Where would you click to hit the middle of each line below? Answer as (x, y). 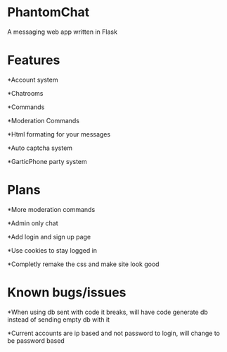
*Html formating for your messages (59, 134)
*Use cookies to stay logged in (52, 250)
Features (34, 60)
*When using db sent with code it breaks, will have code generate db (108, 312)
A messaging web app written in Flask (63, 32)
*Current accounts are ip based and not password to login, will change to (113, 333)
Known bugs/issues (67, 292)
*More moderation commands (51, 209)
